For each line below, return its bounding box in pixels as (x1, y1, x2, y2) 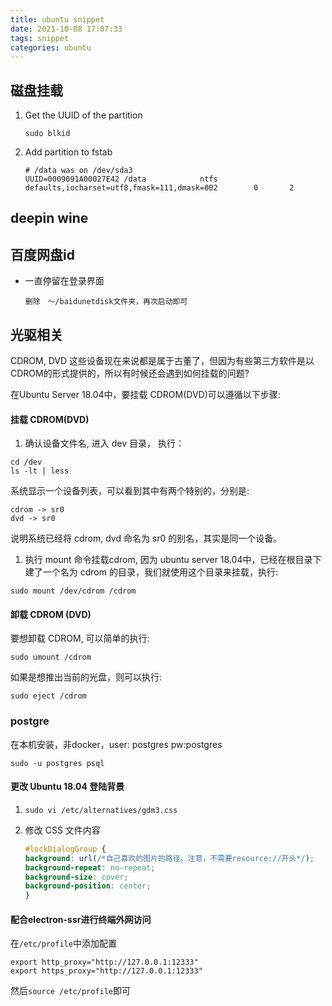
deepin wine (10, 210, 89, 227)
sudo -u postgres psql (10, 758, 105, 768)
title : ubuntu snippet (10, 14, 105, 25)
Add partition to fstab (24, 146, 113, 158)
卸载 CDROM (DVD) (10, 608, 92, 620)
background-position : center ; (24, 881, 152, 891)
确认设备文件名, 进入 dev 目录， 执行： (24, 437, 185, 450)
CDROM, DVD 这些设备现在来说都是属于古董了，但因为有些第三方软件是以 (10, 355, 315, 367)
